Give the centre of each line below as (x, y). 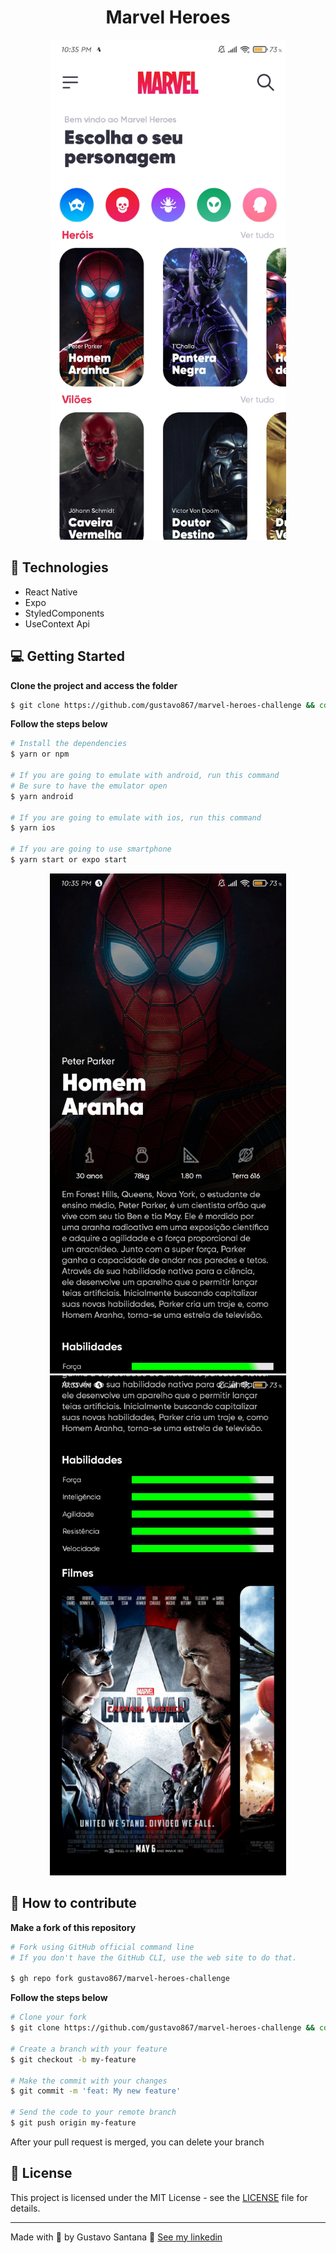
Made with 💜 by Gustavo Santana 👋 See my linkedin (116, 2237)
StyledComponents (64, 613)
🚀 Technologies (59, 567)
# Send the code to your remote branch (93, 2112)
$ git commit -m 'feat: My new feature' (96, 2091)
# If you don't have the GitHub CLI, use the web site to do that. (154, 1957)
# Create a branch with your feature (89, 2049)
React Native (51, 592)
